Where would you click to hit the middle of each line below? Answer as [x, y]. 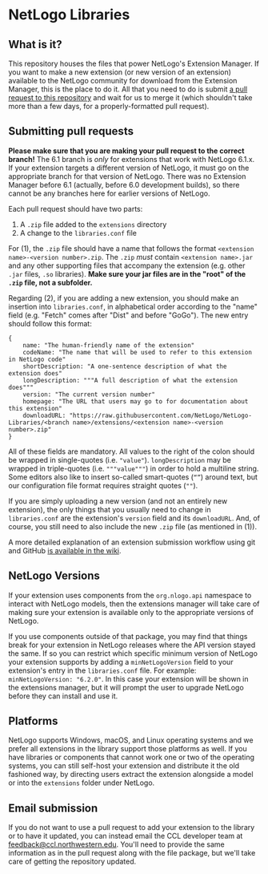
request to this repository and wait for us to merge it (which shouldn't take [131, 97]
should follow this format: [50, 323]
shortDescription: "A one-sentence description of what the [125, 366]
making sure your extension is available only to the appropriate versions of [131, 612]
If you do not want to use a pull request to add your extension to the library [132, 827]
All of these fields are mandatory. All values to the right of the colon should [132, 451]
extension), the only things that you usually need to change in [110, 509]
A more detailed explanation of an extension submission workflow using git [132, 542]
